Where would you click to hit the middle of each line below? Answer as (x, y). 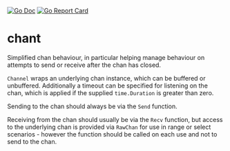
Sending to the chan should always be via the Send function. (92, 106)
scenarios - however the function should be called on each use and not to (112, 134)
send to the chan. (32, 141)
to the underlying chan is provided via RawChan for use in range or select (109, 127)
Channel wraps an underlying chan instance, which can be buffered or (106, 78)
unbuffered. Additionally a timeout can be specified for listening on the (108, 85)
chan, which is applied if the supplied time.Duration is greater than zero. (111, 92)
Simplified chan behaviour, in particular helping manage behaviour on (106, 57)
